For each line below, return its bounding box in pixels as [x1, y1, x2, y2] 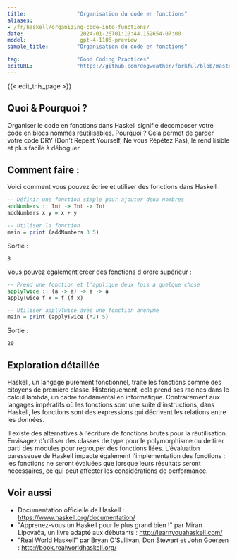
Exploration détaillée [7, 359, 100, 371]
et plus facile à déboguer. [7, 143, 81, 152]
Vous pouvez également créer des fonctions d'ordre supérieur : [7, 268, 192, 276]
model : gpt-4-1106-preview [7, 37, 138, 44]
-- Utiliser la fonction [7, 222, 80, 229]
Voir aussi [7, 487, 52, 499]
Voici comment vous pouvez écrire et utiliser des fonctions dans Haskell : [7, 183, 220, 191]
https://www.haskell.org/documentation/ [17, 513, 135, 522]
